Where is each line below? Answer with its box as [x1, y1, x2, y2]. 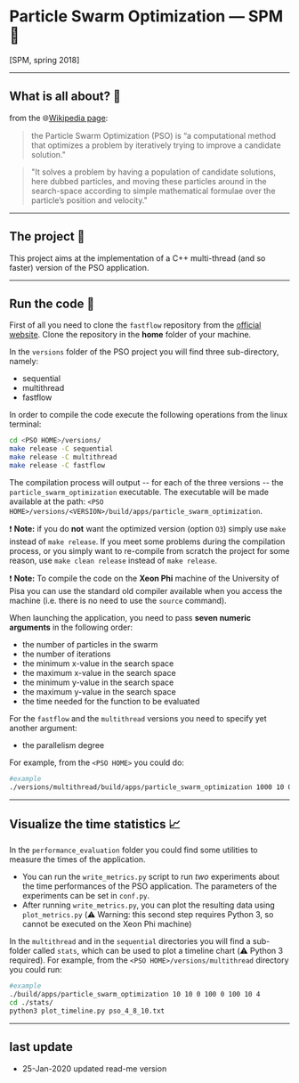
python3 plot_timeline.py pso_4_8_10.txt [9, 1006, 166, 1016]
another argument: [9, 722, 77, 733]
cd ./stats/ [9, 998, 53, 1007]
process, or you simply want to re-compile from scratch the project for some [9, 545, 290, 556]
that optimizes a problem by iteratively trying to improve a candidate [30, 140, 282, 151]
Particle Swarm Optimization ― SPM [9, 6, 284, 27]
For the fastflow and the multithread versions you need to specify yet [9, 712, 267, 723]
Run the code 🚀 [9, 296, 95, 311]
